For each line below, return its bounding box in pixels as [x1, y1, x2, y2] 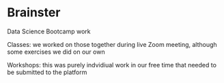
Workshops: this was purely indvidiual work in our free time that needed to [7, 61, 217, 69]
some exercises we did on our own [7, 48, 105, 56]
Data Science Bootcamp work [7, 27, 91, 35]
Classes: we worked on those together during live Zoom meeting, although [7, 40, 217, 48]
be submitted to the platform [7, 68, 87, 76]
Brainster [7, 5, 61, 20]
